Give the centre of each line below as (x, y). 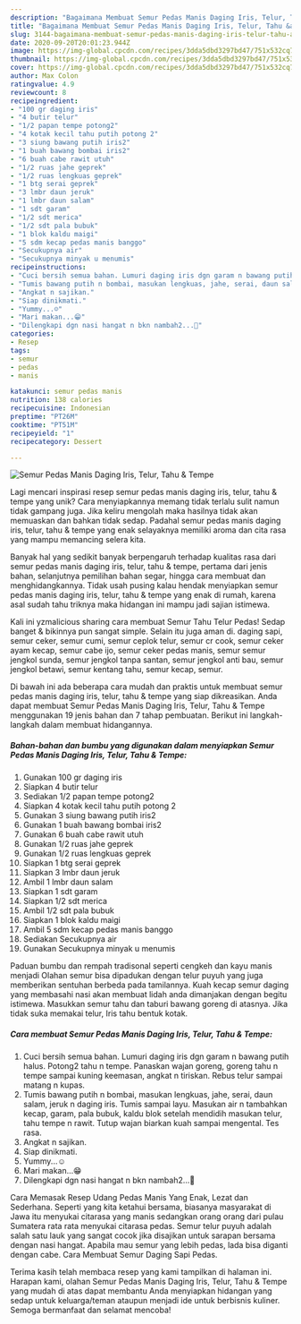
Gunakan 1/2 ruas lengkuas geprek (87, 854)
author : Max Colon (44, 76)
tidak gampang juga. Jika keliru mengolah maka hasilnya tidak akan (134, 511)
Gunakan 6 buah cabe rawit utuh (83, 834)
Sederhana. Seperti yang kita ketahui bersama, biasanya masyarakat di (141, 1207)
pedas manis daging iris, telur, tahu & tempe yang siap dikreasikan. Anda (144, 696)
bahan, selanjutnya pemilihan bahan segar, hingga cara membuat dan (138, 576)
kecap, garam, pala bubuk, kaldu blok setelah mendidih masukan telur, (153, 1114)
